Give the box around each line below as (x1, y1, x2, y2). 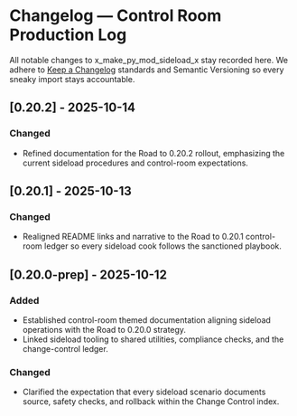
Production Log (9, 24, 127, 45)
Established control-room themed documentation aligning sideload (22, 315, 271, 326)
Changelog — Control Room (9, 5, 222, 26)
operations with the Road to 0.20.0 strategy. (22, 325, 187, 335)
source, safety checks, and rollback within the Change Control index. (22, 396, 280, 407)
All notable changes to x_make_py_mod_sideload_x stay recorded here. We (9, 54, 289, 65)
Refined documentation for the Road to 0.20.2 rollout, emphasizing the (22, 147, 285, 158)
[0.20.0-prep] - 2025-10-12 (9, 267, 167, 282)
